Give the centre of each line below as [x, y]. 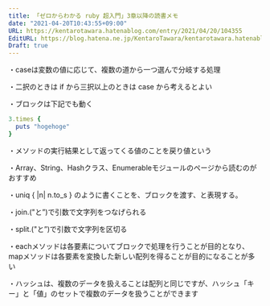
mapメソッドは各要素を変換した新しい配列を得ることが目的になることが [128, 256]
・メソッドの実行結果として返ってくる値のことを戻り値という [110, 151]
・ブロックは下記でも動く [51, 104]
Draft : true [28, 46]
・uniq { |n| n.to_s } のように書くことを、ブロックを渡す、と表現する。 [125, 195]
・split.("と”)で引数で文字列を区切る [68, 229]
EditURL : [23, 38]
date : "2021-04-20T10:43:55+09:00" [68, 23]
